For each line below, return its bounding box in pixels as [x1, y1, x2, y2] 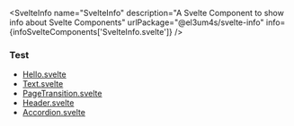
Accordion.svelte [22, 107, 85, 118]
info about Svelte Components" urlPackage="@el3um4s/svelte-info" [9, 17, 264, 28]
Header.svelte [22, 97, 75, 108]
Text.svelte [22, 79, 64, 89]
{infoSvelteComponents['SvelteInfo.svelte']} [9, 27, 174, 37]
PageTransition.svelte [22, 88, 102, 99]
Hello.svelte [22, 69, 67, 80]
